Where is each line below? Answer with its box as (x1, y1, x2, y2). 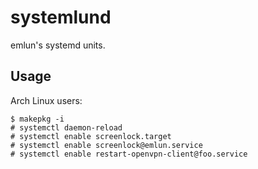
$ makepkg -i (10, 114, 65, 124)
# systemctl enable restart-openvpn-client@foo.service (10, 149, 248, 159)
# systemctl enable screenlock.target (10, 131, 172, 141)
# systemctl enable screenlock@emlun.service (10, 140, 203, 150)
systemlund (10, 6, 112, 29)
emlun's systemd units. (10, 39, 106, 51)
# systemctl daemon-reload (10, 122, 123, 133)
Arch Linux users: (10, 94, 83, 106)
